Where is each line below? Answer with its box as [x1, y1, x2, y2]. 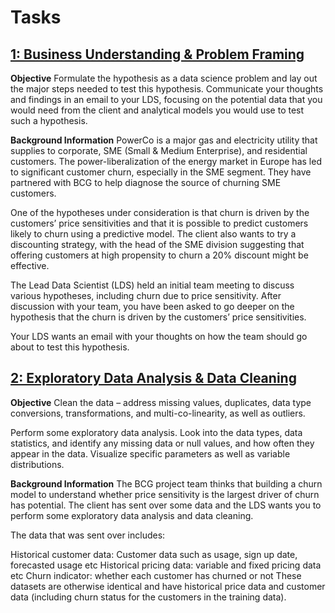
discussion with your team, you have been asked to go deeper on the [10, 301, 295, 312]
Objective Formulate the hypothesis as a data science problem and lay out [10, 72, 318, 84]
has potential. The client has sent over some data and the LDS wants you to [10, 499, 322, 511]
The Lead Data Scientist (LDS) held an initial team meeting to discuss [10, 279, 295, 291]
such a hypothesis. [10, 115, 88, 126]
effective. [10, 260, 50, 271]
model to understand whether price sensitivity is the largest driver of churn [10, 488, 320, 500]
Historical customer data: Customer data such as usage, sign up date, [10, 548, 298, 560]
